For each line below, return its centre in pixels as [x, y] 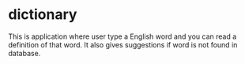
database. [24, 53]
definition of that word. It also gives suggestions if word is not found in [123, 44]
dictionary [43, 15]
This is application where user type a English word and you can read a [122, 36]
